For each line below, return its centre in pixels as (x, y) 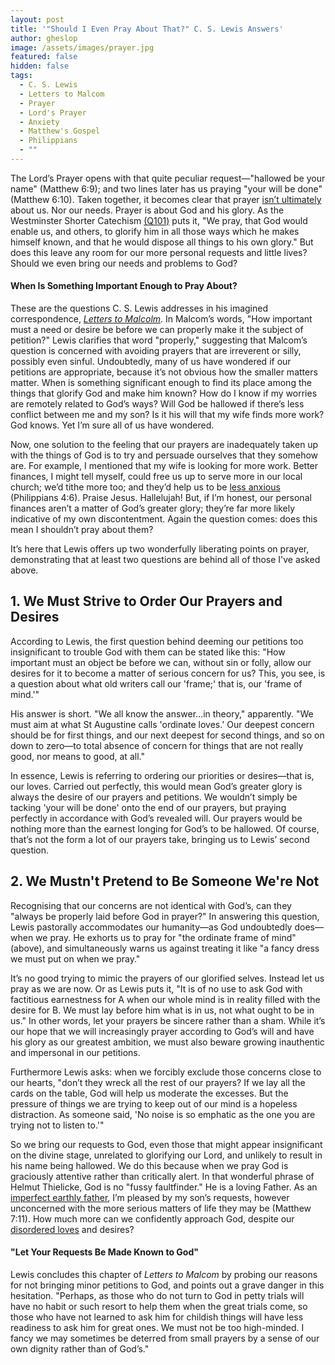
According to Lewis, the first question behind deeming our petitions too (157, 641)
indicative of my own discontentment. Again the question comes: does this (164, 519)
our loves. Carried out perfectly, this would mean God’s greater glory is (156, 786)
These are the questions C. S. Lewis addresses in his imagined (139, 308)
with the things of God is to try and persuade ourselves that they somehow (164, 455)
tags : (21, 76)
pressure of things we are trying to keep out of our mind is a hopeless (154, 1103)
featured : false (44, 57)
